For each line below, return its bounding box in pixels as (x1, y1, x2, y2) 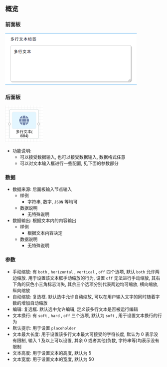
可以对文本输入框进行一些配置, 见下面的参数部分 (19, 160, 119, 166)
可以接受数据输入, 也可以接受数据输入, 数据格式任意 (19, 154, 126, 160)
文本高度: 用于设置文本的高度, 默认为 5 (12, 349, 91, 356)
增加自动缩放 (21, 299, 48, 306)
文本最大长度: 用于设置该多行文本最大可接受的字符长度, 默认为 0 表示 (12, 331, 154, 337)
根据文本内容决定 (27, 230, 63, 236)
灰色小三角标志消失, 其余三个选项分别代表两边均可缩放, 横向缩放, (25, 281, 159, 287)
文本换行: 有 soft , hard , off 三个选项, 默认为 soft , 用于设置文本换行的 (12, 312, 158, 318)
